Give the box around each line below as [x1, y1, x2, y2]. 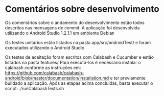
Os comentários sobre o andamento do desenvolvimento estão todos [5, 20, 145, 25]
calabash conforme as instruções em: [5, 65, 81, 71]
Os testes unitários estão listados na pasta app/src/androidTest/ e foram [5, 39, 151, 45]
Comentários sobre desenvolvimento [5, 3, 160, 15]
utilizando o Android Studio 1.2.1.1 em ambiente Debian [5, 30, 115, 36]
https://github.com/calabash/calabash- [5, 70, 84, 75]
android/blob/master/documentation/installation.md [5, 75, 109, 81]
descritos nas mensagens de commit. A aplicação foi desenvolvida [5, 24, 140, 30]
